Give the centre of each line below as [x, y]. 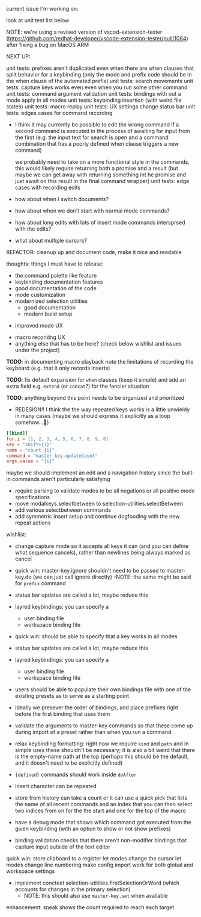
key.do [23, 577]
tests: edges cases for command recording [59, 113]
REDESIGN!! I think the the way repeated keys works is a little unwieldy [102, 409]
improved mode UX [39, 325]
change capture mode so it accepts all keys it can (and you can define [102, 546]
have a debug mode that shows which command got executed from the [103, 822]
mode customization [40, 295]
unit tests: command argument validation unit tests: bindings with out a [94, 94]
